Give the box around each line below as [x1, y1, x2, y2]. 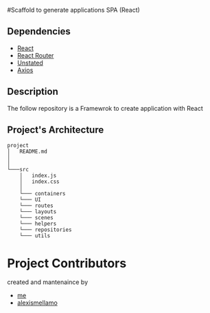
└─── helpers [19, 220, 57, 228]
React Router [16, 51, 54, 59]
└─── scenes [19, 215, 54, 222]
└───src [7, 166, 30, 173]
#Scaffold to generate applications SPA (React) [7, 6, 141, 14]
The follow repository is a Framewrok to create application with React [7, 104, 204, 112]
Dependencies [7, 25, 71, 37]
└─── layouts [19, 208, 57, 215]
